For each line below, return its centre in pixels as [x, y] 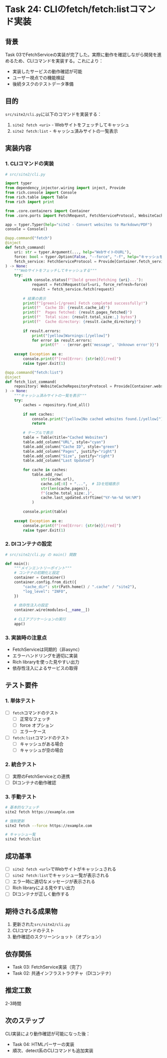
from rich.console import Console [41, 193]
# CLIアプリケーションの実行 [40, 619]
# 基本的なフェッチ [22, 807]
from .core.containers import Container [48, 211]
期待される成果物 [31, 911]
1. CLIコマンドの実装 [30, 164]
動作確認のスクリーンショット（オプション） [58, 937]
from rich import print [30, 202]
